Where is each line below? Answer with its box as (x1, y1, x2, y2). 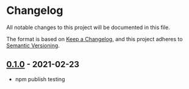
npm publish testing (15, 75, 65, 82)
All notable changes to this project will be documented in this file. (6, 24, 171, 31)
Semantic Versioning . (6, 42, 60, 49)
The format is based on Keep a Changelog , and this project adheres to (6, 35, 183, 42)
